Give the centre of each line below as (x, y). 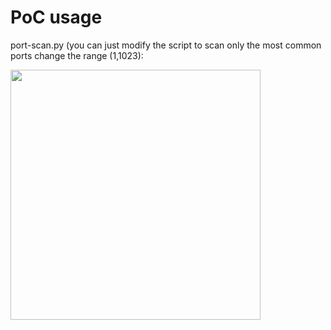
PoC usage (56, 17)
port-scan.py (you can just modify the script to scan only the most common (166, 45)
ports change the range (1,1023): (77, 55)
